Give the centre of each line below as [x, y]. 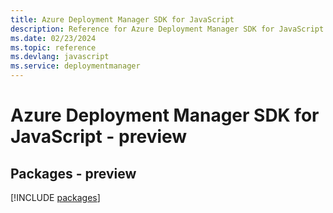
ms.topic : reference [53, 47]
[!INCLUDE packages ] [55, 197]
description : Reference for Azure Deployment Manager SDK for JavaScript [167, 29]
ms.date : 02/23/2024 [53, 38]
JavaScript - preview [99, 137]
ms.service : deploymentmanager [75, 66]
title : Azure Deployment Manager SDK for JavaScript [122, 19]
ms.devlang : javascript [60, 57]
